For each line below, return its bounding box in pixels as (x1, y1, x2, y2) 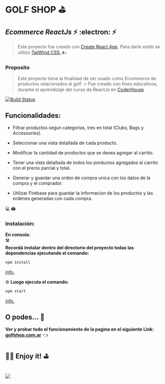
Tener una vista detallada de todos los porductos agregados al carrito (12, 159, 158, 166)
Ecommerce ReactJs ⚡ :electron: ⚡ (5, 27, 116, 36)
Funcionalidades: (5, 111, 61, 120)
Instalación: (5, 220, 35, 228)
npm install (5, 260, 30, 265)
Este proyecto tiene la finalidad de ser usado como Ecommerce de (17, 76, 156, 82)
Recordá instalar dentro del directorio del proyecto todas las (5, 245, 134, 251)
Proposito (5, 63, 30, 71)
